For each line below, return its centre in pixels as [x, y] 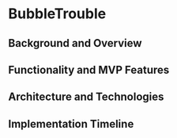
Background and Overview [75, 43]
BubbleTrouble [57, 14]
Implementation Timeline [71, 124]
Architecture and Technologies [86, 97]
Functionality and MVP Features [89, 69]
